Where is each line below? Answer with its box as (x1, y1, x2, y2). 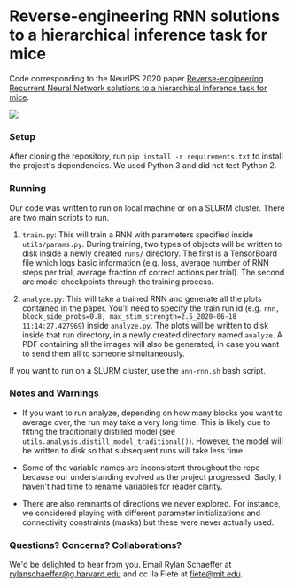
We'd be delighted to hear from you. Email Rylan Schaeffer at (9, 560, 232, 570)
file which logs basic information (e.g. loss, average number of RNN (21, 257, 270, 267)
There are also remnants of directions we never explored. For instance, (21, 498, 282, 508)
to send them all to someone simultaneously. (21, 348, 186, 359)
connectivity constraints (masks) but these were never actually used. (21, 516, 275, 528)
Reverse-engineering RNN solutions (9, 6, 281, 27)
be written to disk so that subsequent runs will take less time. (21, 445, 245, 455)
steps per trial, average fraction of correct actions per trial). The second (21, 267, 285, 277)
